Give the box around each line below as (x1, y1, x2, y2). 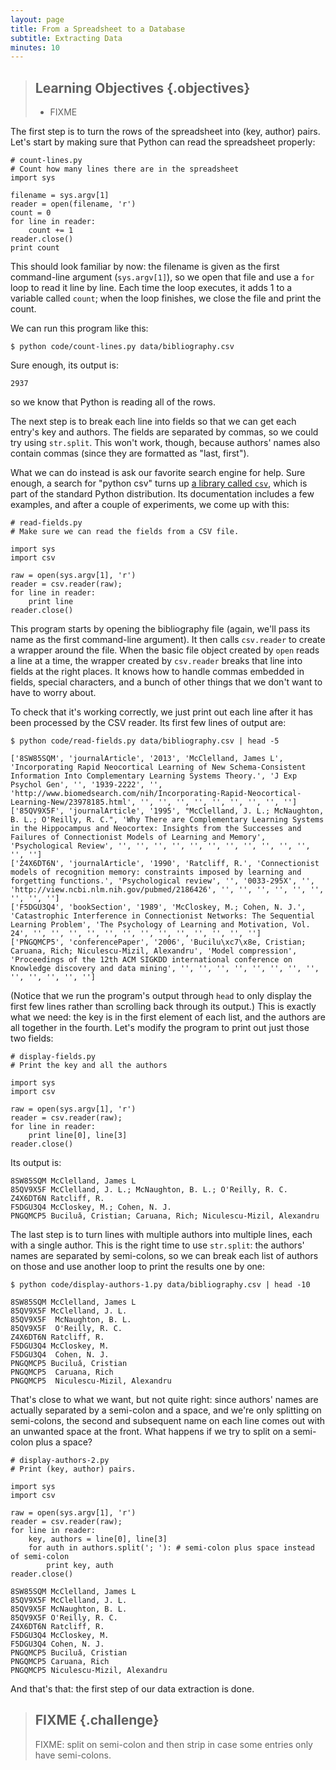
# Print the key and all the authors (10, 1061, 168, 1071)
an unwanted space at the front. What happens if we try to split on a (10, 1426, 291, 1438)
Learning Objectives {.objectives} (34, 79, 251, 96)
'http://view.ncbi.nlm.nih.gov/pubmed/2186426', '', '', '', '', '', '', (10, 885, 325, 895)
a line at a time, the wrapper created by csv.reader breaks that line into (10, 655, 303, 667)
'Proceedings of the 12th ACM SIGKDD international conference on (10, 955, 293, 965)
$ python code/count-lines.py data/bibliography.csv (10, 342, 235, 352)
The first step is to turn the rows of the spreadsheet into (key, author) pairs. (10, 126, 321, 138)
